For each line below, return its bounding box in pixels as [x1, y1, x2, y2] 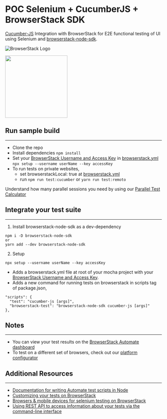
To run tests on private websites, [12, 165, 80, 171]
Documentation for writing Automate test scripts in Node [12, 387, 128, 393]
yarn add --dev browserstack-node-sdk [5, 242, 85, 247]
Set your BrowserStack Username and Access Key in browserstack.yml [12, 155, 159, 161]
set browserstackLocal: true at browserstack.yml [19, 171, 120, 177]
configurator [12, 355, 38, 361]
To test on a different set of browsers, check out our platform [12, 350, 138, 356]
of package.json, [12, 285, 47, 291]
